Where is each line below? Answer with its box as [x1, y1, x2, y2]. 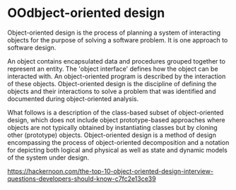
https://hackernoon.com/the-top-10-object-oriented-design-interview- [7, 167, 214, 175]
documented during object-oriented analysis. [7, 94, 139, 103]
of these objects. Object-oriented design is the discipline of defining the [7, 79, 217, 88]
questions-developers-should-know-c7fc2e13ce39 [7, 174, 157, 183]
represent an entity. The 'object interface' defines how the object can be [7, 64, 218, 73]
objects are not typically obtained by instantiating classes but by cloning [7, 123, 218, 131]
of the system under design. [7, 153, 90, 162]
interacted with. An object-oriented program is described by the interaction [7, 72, 226, 81]
